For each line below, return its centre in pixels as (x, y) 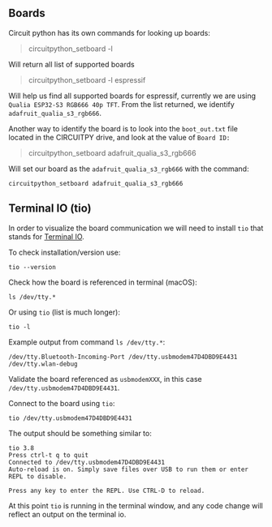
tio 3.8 (22, 448)
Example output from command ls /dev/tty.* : (87, 342)
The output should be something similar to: (80, 433)
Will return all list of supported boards (72, 64)
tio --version (32, 267)
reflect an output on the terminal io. (67, 514)
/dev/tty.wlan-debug (43, 364)
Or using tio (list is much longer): (64, 312)
